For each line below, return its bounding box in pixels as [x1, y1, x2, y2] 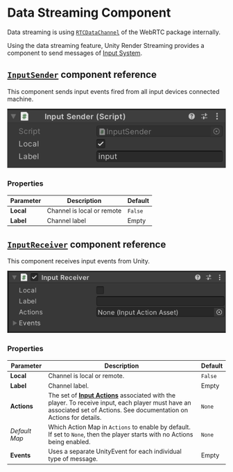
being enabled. [48, 438, 91, 446]
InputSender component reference [7, 69, 157, 81]
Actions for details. [48, 413, 102, 421]
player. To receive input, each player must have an [48, 398, 192, 407]
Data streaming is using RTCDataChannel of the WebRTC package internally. [7, 28, 221, 36]
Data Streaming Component [7, 5, 171, 21]
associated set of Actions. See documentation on [48, 405, 189, 414]
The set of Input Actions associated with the [48, 391, 175, 399]
